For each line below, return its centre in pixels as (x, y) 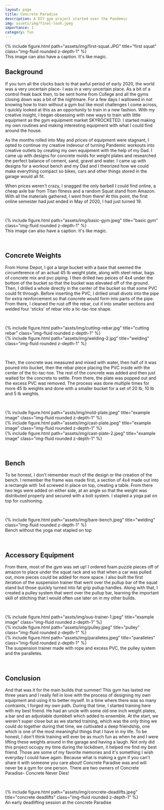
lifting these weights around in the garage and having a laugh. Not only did (80, 742)
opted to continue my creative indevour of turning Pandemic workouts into (80, 145)
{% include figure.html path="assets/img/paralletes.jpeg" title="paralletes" (80, 638)
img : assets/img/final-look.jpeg (39, 23)
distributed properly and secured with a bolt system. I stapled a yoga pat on (81, 496)
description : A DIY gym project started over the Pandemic (66, 19)
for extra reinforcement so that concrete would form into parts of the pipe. (80, 298)
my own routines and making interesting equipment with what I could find (79, 125)
